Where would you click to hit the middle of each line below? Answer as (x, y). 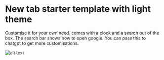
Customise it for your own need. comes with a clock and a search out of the (82, 33)
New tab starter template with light (78, 9)
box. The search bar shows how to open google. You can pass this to (76, 38)
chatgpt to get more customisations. (42, 43)
